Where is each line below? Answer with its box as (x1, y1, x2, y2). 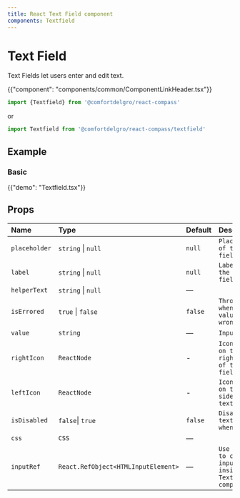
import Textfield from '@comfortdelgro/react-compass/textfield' (7, 126, 206, 133)
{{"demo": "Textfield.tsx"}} (7, 183, 86, 191)
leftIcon (11, 388, 41, 397)
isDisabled (11, 416, 48, 425)
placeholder (11, 244, 52, 252)
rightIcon (11, 354, 44, 362)
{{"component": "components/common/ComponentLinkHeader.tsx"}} (7, 85, 212, 93)
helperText (11, 286, 48, 294)
